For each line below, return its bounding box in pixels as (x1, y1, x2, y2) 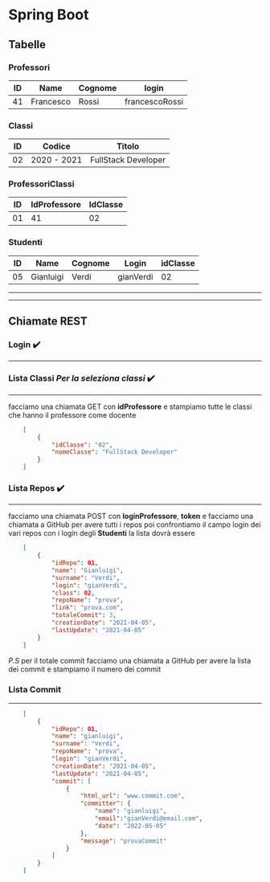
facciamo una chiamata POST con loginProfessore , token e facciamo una (8, 512, 254, 521)
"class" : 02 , (51, 589, 95, 597)
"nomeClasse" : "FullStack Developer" (51, 448, 178, 456)
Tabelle (8, 38, 47, 51)
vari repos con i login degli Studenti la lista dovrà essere (8, 529, 195, 538)
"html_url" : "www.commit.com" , (80, 792, 185, 800)
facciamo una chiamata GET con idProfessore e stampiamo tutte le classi (8, 402, 252, 411)
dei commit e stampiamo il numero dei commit (8, 664, 162, 674)
